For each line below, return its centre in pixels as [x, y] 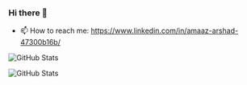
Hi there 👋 [28, 13]
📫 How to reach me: [54, 30]
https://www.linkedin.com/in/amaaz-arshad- [165, 30]
